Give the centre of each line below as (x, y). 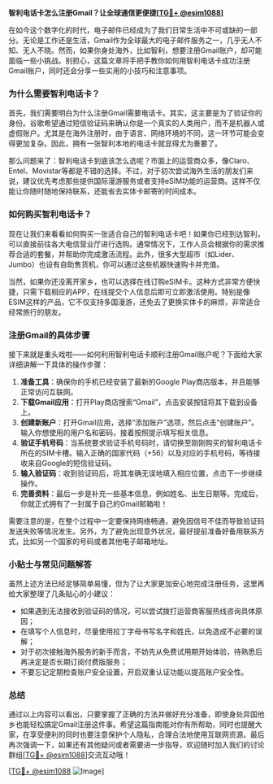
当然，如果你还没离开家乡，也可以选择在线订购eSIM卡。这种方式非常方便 (131, 281)
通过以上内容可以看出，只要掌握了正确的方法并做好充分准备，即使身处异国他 (136, 714)
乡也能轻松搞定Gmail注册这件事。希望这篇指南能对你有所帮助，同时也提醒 (132, 725)
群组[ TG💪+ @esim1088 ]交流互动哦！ (69, 755)
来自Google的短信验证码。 (71, 463)
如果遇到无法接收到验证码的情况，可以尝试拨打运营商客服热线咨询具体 (138, 611)
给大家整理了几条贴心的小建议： (62, 594)
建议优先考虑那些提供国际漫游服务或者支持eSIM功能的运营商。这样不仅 (141, 181)
